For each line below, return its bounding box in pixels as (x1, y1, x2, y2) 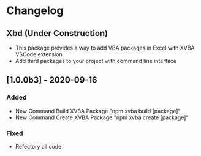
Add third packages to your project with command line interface (15, 58, 176, 64)
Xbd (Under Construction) (6, 28, 108, 39)
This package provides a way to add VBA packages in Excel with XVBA (15, 44, 195, 51)
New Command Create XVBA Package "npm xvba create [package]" (15, 114, 189, 121)
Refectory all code (15, 143, 62, 150)
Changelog (6, 4, 64, 18)
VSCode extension (15, 51, 63, 58)
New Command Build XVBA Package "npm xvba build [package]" (15, 107, 181, 114)
